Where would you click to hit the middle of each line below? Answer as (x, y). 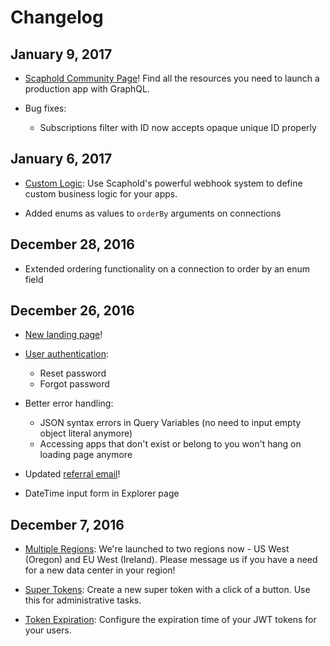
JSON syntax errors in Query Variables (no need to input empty (170, 423)
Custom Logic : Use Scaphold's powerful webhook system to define (163, 183)
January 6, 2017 (61, 159)
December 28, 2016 (72, 244)
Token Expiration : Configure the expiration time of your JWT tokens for (170, 620)
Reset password (73, 373)
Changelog (57, 17)
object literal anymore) (86, 433)
